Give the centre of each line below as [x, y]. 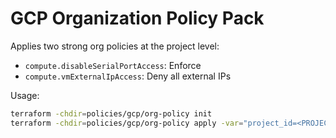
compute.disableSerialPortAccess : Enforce [113, 65]
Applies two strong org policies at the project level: [115, 46]
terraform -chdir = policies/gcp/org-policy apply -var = [127, 123]
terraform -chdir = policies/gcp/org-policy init [111, 113]
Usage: [25, 95]
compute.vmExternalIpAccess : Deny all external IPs [128, 76]
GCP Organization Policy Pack [137, 18]
